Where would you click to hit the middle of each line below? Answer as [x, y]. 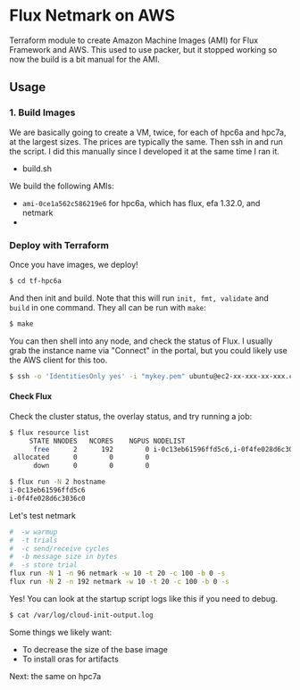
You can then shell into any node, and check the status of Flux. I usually [141, 341]
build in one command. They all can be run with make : [108, 307]
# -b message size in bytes [63, 557]
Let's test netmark [43, 515]
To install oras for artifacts [70, 659]
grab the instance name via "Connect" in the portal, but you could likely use [148, 350]
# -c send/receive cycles [59, 549]
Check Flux [30, 396]
